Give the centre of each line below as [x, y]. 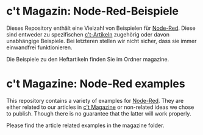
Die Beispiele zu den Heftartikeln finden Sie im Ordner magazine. [88, 59]
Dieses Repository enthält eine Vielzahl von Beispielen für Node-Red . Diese [101, 28]
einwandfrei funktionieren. [39, 47]
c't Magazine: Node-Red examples [96, 84]
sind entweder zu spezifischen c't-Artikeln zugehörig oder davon [88, 34]
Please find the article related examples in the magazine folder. [85, 125]
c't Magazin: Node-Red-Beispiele [92, 11]
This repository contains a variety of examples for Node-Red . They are [95, 100]
